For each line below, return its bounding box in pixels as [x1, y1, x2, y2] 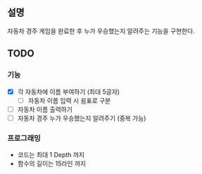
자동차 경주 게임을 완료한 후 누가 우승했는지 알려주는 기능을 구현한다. [7, 27, 195, 35]
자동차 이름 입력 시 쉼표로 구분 [27, 96, 111, 104]
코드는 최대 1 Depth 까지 [17, 151, 85, 159]
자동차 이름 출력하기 [17, 105, 72, 113]
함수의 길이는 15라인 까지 [17, 159, 87, 168]
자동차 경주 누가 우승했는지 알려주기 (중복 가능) [17, 113, 146, 122]
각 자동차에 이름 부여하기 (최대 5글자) [17, 87, 120, 96]
